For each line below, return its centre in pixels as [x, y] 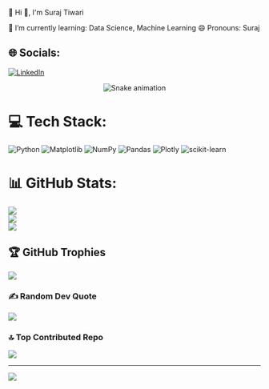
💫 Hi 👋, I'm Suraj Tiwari [46, 12]
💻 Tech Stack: [58, 122]
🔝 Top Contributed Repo [56, 337]
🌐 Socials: [34, 53]
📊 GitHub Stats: [63, 183]
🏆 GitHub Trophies [57, 253]
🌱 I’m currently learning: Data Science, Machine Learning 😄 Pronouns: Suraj [134, 28]
